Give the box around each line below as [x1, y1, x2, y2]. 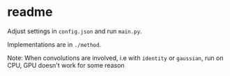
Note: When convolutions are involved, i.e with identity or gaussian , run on [7, 53, 224, 62]
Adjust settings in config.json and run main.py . [7, 27, 142, 35]
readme [7, 4, 53, 20]
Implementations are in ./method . [7, 40, 102, 48]
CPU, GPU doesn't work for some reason [7, 61, 125, 69]
